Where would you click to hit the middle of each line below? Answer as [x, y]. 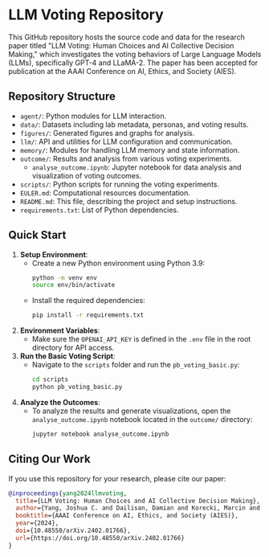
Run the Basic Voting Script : [67, 356]
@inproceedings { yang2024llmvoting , [68, 493]
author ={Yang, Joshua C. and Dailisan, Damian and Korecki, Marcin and [138, 508]
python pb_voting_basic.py [77, 387]
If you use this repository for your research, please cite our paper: [117, 478]
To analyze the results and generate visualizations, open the [131, 411]
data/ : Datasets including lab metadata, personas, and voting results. [134, 124]
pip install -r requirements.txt [88, 315]
